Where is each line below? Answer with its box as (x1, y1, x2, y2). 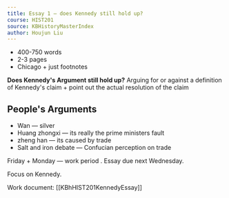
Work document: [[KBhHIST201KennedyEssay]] (7, 184, 143, 192)
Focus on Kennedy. (7, 170, 62, 179)
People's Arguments (7, 103, 97, 115)
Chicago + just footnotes (17, 63, 88, 71)
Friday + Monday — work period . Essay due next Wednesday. (7, 157, 184, 165)
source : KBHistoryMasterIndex (7, 23, 94, 30)
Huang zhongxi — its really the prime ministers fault (17, 129, 165, 137)
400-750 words (17, 48, 62, 56)
